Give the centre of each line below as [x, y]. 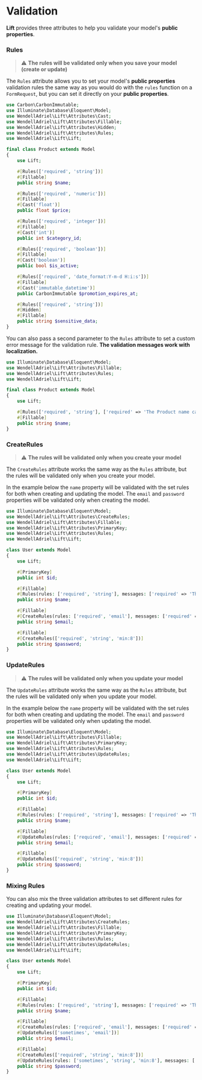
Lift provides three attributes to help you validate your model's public [92, 28]
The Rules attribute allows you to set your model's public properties [91, 81]
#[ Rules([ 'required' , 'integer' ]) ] [62, 221]
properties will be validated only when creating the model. [78, 500]
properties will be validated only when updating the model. [79, 721]
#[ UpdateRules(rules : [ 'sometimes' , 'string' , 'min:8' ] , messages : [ [106, 1060]
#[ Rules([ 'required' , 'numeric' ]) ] [62, 194]
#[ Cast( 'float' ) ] [39, 205]
